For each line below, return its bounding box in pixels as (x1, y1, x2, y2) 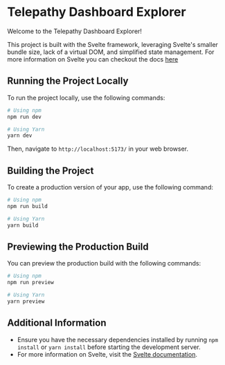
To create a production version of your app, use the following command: (7, 183, 213, 191)
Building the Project (7, 165, 94, 176)
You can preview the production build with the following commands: (7, 259, 201, 268)
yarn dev (7, 132, 33, 139)
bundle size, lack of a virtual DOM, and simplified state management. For (7, 48, 215, 56)
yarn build (7, 222, 39, 229)
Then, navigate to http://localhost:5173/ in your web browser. (7, 144, 189, 153)
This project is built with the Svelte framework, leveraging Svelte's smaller (7, 40, 218, 48)
